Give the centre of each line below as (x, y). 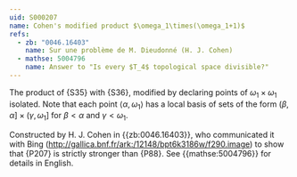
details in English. (41, 163)
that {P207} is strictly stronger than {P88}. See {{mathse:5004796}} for (140, 154)
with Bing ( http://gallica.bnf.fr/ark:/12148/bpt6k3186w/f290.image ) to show (147, 144)
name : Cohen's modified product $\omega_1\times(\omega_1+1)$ (127, 26)
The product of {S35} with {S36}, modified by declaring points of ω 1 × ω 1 (143, 93)
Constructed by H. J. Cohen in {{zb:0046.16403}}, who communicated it (142, 135)
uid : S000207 (33, 17)
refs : (19, 34)
